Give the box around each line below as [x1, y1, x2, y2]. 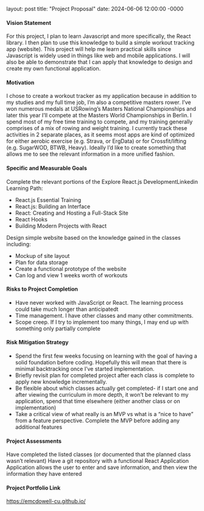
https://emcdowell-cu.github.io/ [6, 498, 86, 505]
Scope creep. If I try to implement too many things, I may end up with [15, 318, 189, 325]
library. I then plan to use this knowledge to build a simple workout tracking [6, 39, 195, 46]
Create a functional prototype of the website [15, 265, 127, 273]
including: [6, 240, 32, 248]
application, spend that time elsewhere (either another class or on [15, 398, 181, 405]
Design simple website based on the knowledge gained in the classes [6, 234, 181, 241]
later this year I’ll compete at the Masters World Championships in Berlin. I [6, 112, 192, 119]
